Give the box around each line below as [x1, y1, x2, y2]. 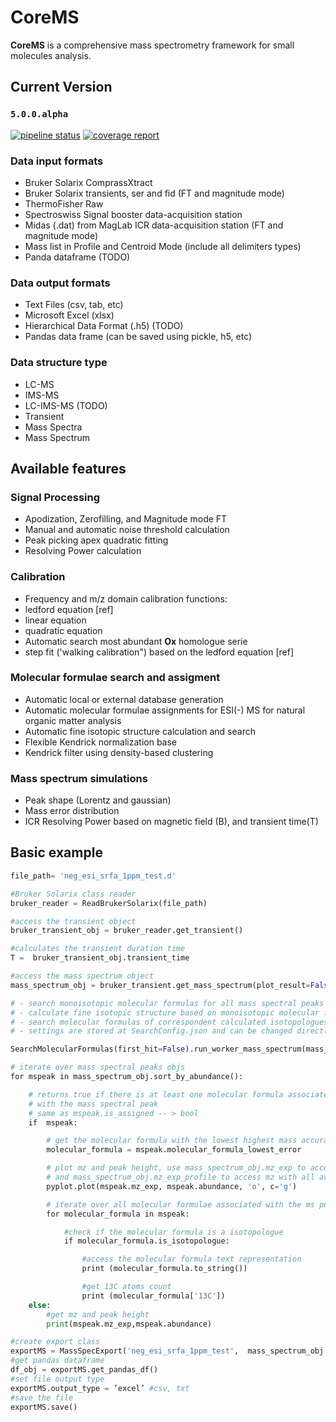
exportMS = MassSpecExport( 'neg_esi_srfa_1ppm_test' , [10, 1346, 240, 1356]
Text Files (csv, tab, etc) [24, 299, 124, 311]
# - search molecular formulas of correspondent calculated [10, 1017, 267, 1027]
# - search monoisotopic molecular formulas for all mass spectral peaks [10, 998, 325, 1008]
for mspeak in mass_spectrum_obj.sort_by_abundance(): [10, 1072, 244, 1082]
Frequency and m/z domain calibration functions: [24, 592, 228, 605]
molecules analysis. [10, 49, 92, 61]
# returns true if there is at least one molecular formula [28, 1089, 284, 1100]
